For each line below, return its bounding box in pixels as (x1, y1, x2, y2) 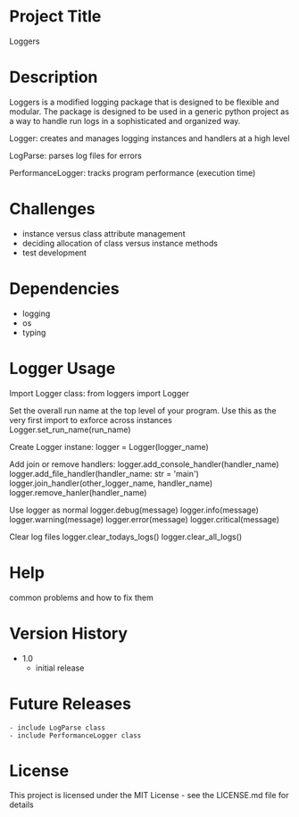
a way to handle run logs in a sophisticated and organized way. (9, 115, 241, 126)
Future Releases (9, 694, 132, 713)
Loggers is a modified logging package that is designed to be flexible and (9, 96, 279, 107)
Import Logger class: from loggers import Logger (9, 388, 189, 398)
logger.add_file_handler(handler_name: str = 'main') (9, 468, 199, 479)
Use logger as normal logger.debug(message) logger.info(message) (9, 504, 259, 515)
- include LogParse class (9, 723, 105, 732)
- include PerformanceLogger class (9, 730, 142, 740)
